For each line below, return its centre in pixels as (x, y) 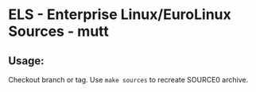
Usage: (27, 61)
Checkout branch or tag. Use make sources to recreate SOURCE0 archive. (128, 80)
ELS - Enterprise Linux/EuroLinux (120, 15)
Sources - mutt (59, 31)
